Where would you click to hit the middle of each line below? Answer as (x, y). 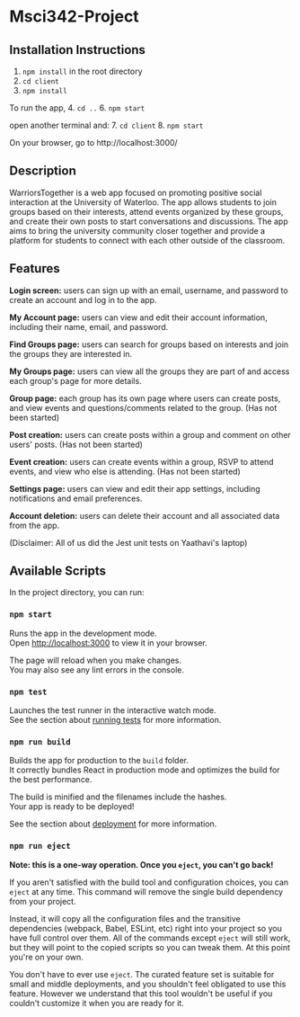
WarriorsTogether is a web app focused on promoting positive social (136, 192)
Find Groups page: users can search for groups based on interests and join (149, 344)
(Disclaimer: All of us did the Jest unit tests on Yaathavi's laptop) (128, 542)
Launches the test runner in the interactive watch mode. (113, 710)
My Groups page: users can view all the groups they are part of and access (150, 371)
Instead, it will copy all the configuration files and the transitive (125, 918)
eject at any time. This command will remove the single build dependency (146, 891)
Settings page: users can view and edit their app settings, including (135, 488)
